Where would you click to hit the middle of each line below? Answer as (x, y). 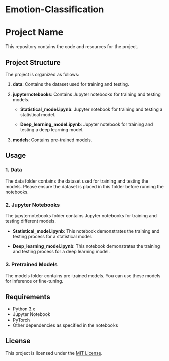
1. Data (14, 170)
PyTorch (21, 320)
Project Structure (33, 62)
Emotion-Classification (55, 9)
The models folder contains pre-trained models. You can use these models (83, 276)
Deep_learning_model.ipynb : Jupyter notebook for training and (87, 124)
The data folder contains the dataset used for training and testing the (77, 181)
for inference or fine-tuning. (34, 281)
